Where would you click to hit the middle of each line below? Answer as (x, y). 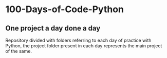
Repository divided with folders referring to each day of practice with (78, 40)
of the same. (19, 51)
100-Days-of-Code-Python (65, 9)
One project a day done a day (53, 28)
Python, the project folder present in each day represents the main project (84, 46)
